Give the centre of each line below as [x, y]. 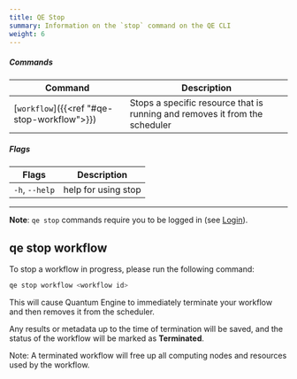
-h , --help [34, 189]
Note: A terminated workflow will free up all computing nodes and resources [148, 356]
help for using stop [102, 189]
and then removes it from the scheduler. [82, 312]
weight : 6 [27, 34]
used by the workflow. [49, 365]
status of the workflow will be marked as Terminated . [107, 338]
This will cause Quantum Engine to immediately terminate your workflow [141, 302]
